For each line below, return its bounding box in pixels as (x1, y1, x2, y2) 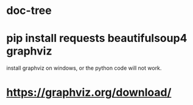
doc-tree (6, 4, 52, 18)
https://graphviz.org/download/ (6, 86, 172, 100)
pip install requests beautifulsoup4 (6, 32, 188, 46)
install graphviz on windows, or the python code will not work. (6, 64, 162, 72)
